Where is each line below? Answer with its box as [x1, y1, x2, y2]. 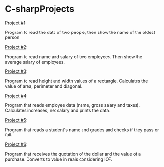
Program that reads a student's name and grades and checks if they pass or [5, 127, 159, 133]
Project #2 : [5, 44, 27, 50]
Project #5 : [5, 117, 27, 123]
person [5, 34, 20, 40]
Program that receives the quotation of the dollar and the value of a [5, 151, 141, 157]
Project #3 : [5, 68, 28, 74]
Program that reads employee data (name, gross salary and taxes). [5, 102, 140, 108]
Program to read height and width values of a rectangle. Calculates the [5, 78, 148, 84]
